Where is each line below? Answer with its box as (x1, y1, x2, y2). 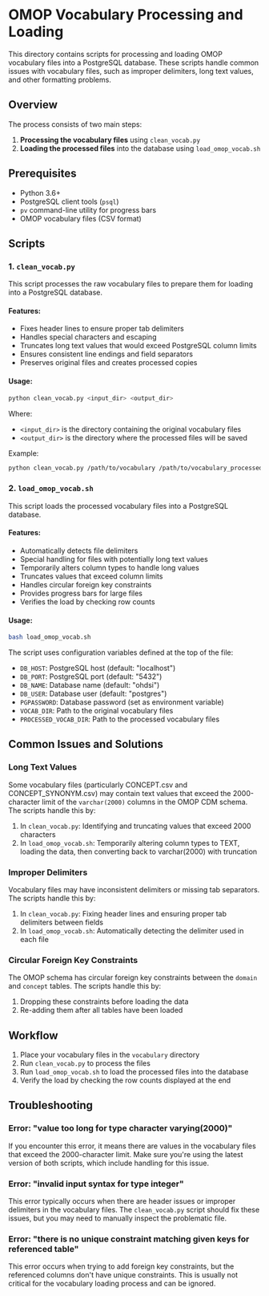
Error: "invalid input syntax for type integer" (8, 1178, 184, 1189)
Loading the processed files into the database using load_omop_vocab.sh (19, 143, 261, 153)
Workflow (8, 1029, 58, 1042)
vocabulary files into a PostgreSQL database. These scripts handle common (8, 58, 259, 67)
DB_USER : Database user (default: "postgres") (19, 689, 167, 698)
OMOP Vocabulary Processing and (8, 6, 243, 24)
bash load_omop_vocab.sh (8, 633, 91, 641)
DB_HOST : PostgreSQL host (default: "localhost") (19, 663, 176, 672)
